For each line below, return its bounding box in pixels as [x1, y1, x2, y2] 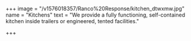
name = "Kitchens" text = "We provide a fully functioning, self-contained [5, 11, 186, 18]
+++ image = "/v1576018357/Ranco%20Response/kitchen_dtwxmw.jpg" [5, 5, 184, 12]
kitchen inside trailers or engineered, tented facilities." [5, 18, 139, 24]
